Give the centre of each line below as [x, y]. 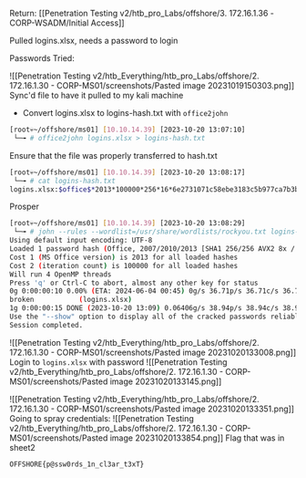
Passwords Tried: [42, 58]
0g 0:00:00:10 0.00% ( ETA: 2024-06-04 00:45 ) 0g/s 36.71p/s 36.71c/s [144, 291]
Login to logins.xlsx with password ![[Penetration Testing [118, 362]
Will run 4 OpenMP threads [61, 274]
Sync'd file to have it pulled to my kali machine [97, 95]
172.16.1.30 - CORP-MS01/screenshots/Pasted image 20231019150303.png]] [152, 85]
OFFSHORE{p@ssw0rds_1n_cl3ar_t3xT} [77, 464]
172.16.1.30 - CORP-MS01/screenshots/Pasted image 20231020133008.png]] [153, 352]
